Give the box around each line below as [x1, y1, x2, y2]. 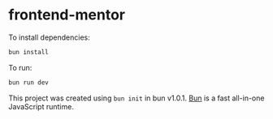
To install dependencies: [8, 32, 91, 42]
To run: [8, 62, 32, 72]
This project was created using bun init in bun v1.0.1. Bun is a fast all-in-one [8, 93, 265, 103]
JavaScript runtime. [8, 101, 75, 111]
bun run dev [8, 79, 49, 87]
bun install [8, 48, 49, 56]
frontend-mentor [8, 6, 126, 24]
